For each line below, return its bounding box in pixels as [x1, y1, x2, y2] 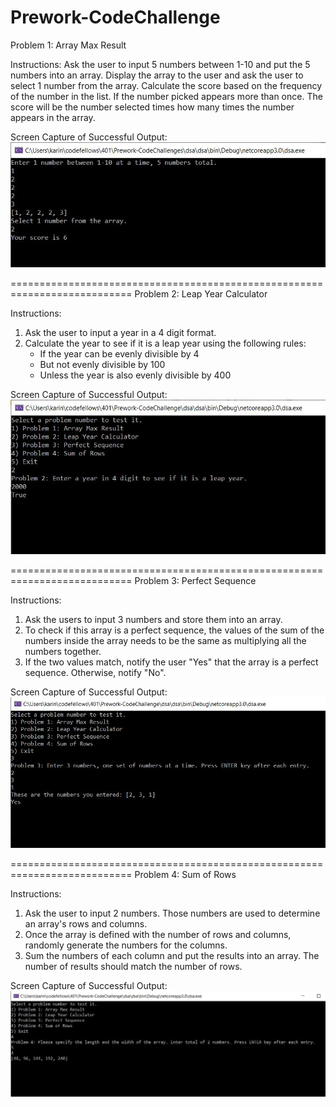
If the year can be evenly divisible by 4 [39, 347, 200, 360]
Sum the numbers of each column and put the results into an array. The [24, 950, 320, 962]
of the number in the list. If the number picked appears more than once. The [10, 90, 323, 102]
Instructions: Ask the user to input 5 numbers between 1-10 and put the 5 [10, 58, 311, 70]
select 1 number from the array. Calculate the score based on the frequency [10, 79, 323, 91]
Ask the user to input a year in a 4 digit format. [24, 326, 217, 338]
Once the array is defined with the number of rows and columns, [24, 929, 292, 941]
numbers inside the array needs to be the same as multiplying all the [24, 634, 307, 646]
